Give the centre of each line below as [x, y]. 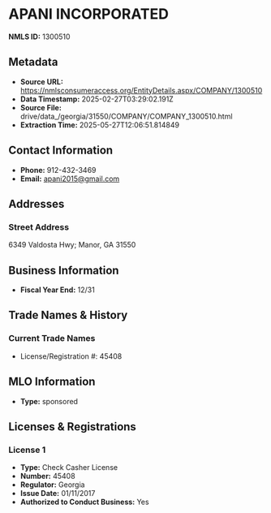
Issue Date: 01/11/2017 [58, 494]
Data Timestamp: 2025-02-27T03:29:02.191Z [97, 99]
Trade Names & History [68, 315]
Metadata [33, 62]
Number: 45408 [47, 476]
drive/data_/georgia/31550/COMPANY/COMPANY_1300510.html [126, 116]
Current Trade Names [52, 338]
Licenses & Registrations [72, 427]
